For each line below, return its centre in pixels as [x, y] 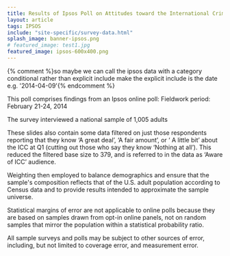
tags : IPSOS [24, 26]
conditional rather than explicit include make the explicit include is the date [112, 78]
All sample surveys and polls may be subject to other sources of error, [106, 238]
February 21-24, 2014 [37, 106]
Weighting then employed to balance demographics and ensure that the [108, 175]
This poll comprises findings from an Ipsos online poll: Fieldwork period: [109, 99]
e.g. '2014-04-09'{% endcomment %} [61, 86]
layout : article [30, 20]
